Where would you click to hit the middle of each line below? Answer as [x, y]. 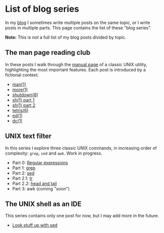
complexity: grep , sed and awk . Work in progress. [54, 153]
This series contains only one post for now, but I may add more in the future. [82, 216]
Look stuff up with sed [35, 225]
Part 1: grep [24, 168]
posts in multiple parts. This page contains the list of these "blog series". [78, 27]
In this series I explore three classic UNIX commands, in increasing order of [81, 148]
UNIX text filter [28, 136]
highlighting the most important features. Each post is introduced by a [75, 70]
